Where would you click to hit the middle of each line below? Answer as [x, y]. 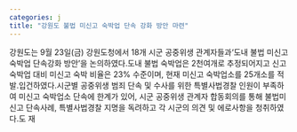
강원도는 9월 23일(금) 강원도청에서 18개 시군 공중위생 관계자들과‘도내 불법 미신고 [149, 52]
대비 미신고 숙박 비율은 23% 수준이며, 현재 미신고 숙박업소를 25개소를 [154, 74]
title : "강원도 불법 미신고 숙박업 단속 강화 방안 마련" [99, 26]
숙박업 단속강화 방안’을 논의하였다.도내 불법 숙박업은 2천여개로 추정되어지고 [140, 63]
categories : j [36, 17]
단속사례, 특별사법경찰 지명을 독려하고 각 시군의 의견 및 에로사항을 [139, 107]
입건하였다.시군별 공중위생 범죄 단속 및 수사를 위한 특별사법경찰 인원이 [139, 85]
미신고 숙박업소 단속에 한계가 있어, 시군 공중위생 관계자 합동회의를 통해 [140, 96]
